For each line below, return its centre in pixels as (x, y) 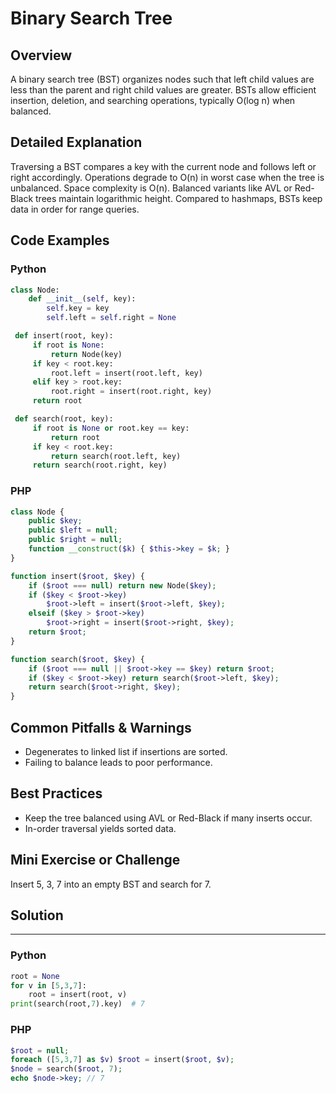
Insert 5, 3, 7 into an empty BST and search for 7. (111, 884)
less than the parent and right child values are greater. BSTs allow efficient (163, 90)
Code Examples (60, 240)
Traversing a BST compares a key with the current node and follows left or (163, 166)
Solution (37, 915)
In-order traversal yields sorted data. (100, 828)
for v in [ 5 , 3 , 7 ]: (48, 985)
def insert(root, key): (64, 336)
